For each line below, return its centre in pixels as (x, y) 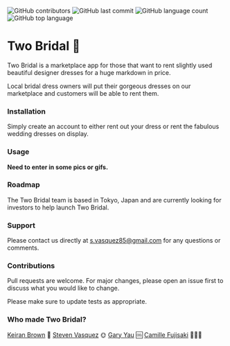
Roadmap (24, 185)
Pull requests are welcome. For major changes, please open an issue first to (115, 281)
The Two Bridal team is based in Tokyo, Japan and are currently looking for (114, 200)
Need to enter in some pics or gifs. (58, 167)
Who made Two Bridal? (47, 320)
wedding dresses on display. (48, 134)
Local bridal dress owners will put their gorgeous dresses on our (99, 86)
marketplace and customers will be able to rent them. (83, 93)
